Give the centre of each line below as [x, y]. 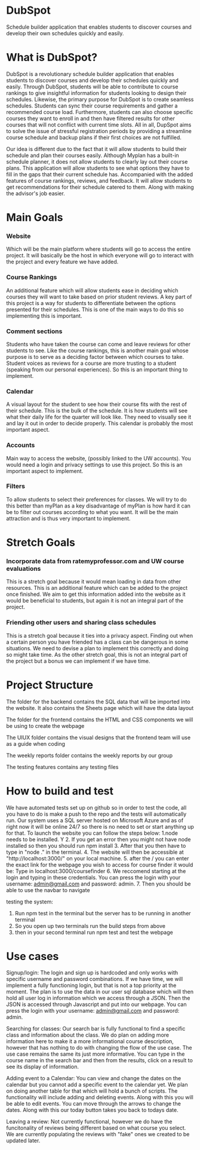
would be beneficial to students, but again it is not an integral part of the [95, 601]
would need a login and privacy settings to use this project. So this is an [95, 465]
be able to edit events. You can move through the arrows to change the [93, 1104]
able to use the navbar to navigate [48, 890]
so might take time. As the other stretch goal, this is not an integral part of [97, 654]
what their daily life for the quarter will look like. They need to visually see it [99, 417]
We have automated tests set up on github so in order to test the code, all [96, 807]
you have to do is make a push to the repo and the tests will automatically [96, 814]
